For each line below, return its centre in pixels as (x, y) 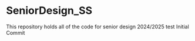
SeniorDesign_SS (49, 11)
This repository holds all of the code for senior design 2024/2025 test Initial (97, 27)
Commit (16, 32)
